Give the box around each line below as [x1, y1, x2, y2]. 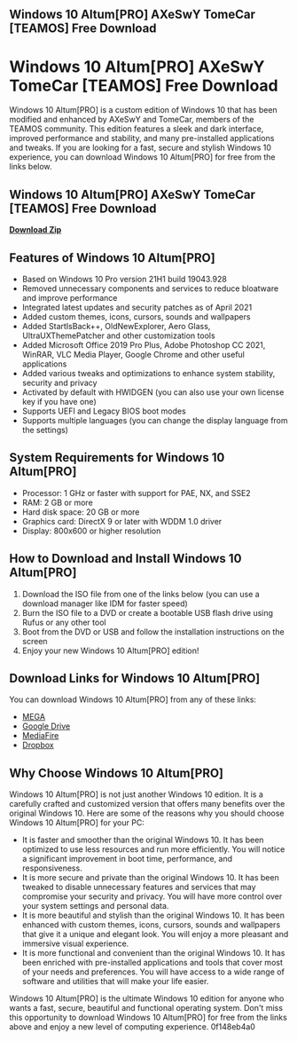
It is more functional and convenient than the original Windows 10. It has [21, 948, 285, 958]
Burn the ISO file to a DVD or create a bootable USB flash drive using [21, 607, 273, 618]
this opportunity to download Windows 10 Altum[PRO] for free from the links [9, 1012, 288, 1023]
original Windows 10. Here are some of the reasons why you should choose [9, 808, 285, 819]
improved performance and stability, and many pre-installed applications [9, 133, 275, 144]
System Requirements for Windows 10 [9, 450, 225, 465]
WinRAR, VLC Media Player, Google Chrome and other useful [21, 349, 246, 359]
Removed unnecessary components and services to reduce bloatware [21, 283, 279, 294]
